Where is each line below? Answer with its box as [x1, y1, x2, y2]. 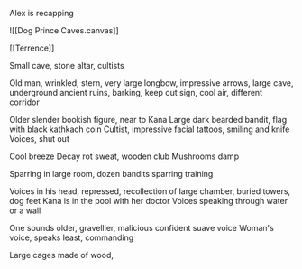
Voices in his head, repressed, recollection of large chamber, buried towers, [9, 186, 291, 197]
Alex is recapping [9, 8, 74, 18]
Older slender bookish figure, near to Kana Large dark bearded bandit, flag [9, 115, 288, 125]
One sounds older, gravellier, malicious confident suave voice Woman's [9, 223, 275, 233]
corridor [9, 97, 40, 107]
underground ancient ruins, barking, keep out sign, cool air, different [9, 88, 263, 97]
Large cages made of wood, [9, 250, 114, 260]
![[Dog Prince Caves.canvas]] [9, 25, 119, 35]
